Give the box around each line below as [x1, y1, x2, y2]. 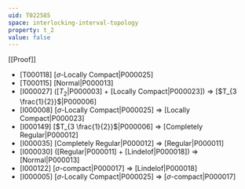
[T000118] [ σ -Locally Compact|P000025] [19, 70, 154, 79]
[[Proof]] [8, 55, 37, 64]
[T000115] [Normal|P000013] [19, 78, 114, 88]
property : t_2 [8, 26, 55, 34]
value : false [8, 33, 51, 42]
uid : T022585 [8, 11, 51, 20]
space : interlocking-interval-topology [8, 19, 139, 27]
